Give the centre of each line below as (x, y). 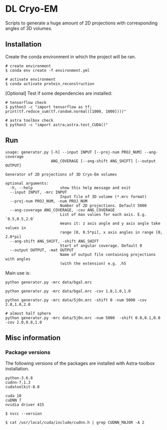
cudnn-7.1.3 (18, 383)
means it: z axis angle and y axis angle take (110, 223)
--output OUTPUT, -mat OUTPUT (42, 250)
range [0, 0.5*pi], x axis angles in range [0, (111, 232)
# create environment (28, 66)
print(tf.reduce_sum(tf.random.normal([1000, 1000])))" (66, 111)
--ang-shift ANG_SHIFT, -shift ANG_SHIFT (54, 241)
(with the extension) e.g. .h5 (93, 263)
